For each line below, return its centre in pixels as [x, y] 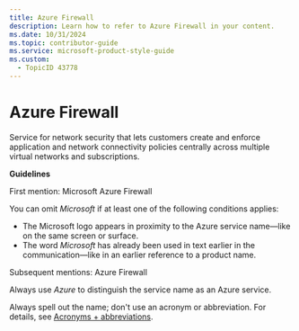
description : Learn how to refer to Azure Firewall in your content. [142, 26]
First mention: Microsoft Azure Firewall [81, 191]
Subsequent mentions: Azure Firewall [79, 272]
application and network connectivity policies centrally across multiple [140, 147]
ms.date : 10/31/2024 [48, 34]
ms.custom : [30, 59]
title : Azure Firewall [52, 18]
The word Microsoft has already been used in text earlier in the [139, 245]
